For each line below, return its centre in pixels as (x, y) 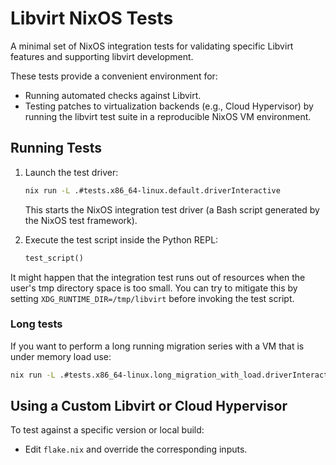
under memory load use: (61, 356)
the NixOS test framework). (81, 220)
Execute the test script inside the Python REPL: (121, 239)
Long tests (36, 324)
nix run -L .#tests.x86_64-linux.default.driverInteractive (152, 190)
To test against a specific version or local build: (107, 430)
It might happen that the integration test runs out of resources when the (158, 277)
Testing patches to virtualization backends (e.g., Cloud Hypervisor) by (169, 106)
